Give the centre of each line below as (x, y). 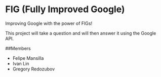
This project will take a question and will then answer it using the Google (81, 33)
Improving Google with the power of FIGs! (49, 23)
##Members (18, 48)
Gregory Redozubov (34, 69)
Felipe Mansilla (28, 58)
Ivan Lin (21, 63)
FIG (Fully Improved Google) (65, 9)
